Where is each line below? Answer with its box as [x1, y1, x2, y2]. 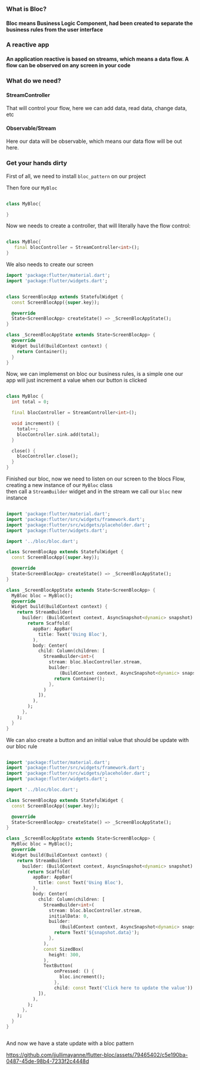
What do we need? [6, 76, 61, 85]
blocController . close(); [17, 453, 79, 460]
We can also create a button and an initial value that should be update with [6, 736, 189, 743]
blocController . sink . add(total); [17, 431, 100, 438]
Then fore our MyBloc [6, 184, 58, 191]
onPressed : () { [54, 968, 95, 975]
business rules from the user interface [6, 26, 103, 33]
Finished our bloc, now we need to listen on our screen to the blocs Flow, [6, 475, 186, 482]
